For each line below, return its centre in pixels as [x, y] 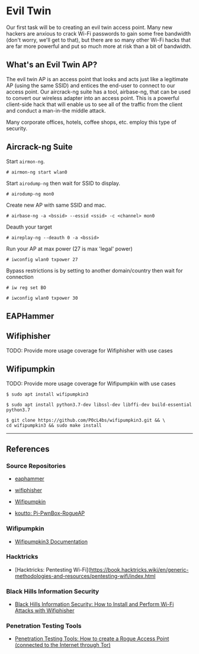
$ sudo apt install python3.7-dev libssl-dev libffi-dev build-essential [99, 405]
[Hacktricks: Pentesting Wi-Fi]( [52, 569]
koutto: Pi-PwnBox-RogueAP [50, 513]
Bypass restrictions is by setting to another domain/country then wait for [95, 270]
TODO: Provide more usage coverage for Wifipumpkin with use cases [91, 383]
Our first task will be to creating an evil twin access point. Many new [89, 27]
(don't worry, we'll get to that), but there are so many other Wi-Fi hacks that [98, 40]
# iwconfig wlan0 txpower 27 [42, 259]
